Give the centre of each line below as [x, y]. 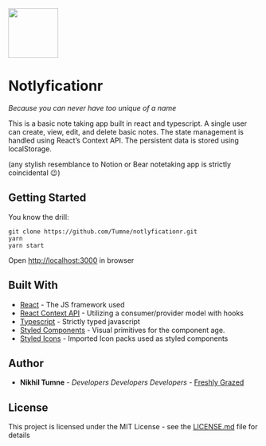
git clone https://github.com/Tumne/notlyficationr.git [103, 231]
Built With [33, 286]
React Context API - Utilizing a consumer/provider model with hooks [132, 313]
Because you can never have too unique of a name [92, 108]
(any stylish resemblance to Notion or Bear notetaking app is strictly [120, 164]
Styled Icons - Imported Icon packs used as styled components [124, 338]
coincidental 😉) [34, 172]
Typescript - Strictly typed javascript [80, 321]
